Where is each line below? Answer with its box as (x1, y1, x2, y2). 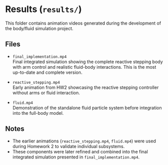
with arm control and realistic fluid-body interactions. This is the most (12, 64, 156, 70)
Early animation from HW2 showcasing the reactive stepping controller (12, 84, 159, 90)
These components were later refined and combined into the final (12, 148, 148, 154)
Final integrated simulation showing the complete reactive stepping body (12, 59, 163, 65)
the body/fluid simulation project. (5, 25, 74, 31)
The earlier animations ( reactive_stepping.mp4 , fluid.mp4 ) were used (12, 138, 156, 144)
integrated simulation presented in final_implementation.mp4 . (12, 154, 140, 160)
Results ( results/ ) (5, 4, 82, 15)
